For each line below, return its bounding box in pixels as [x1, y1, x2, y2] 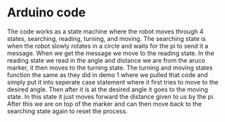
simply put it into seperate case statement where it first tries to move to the [7, 78, 219, 86]
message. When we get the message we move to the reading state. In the [7, 49, 215, 57]
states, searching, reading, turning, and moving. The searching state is [7, 34, 207, 42]
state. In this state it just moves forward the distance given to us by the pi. [7, 92, 215, 100]
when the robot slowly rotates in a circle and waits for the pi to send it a [7, 42, 209, 50]
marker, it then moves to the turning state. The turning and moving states [7, 63, 213, 72]
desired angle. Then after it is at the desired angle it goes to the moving [7, 85, 209, 93]
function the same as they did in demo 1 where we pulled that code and [7, 70, 209, 79]
